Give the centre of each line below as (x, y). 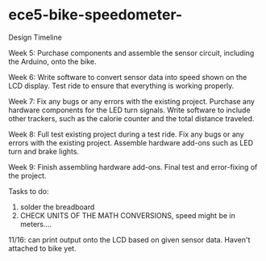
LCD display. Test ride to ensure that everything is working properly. (121, 86)
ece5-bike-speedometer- (96, 15)
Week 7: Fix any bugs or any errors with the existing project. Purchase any (132, 101)
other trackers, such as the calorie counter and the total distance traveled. (131, 118)
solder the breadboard (57, 207)
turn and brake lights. (44, 151)
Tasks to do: (29, 191)
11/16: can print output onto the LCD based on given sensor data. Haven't (129, 239)
